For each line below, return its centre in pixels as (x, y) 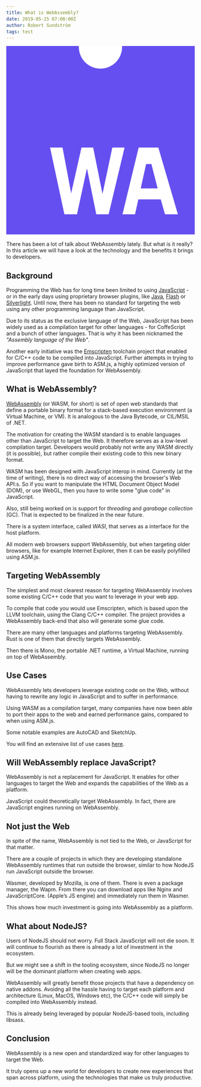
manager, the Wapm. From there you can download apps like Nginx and (94, 890)
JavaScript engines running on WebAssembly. (63, 808)
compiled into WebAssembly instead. (52, 1001)
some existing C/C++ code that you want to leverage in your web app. (93, 596)
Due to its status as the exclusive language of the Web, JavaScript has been (100, 321)
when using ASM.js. (31, 720)
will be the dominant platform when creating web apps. (74, 971)
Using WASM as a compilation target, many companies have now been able (99, 708)
